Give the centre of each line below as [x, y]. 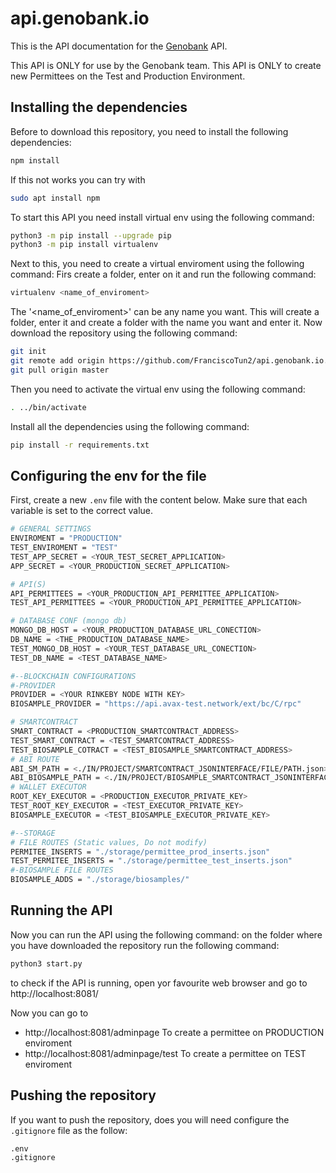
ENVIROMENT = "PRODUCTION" [66, 538]
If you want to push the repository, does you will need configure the [150, 1119]
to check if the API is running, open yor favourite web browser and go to [159, 983]
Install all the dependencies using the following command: [130, 426]
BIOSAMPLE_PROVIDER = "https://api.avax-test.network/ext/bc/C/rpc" [156, 704]
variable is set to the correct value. [82, 511]
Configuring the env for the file [108, 475]
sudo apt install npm [55, 198]
